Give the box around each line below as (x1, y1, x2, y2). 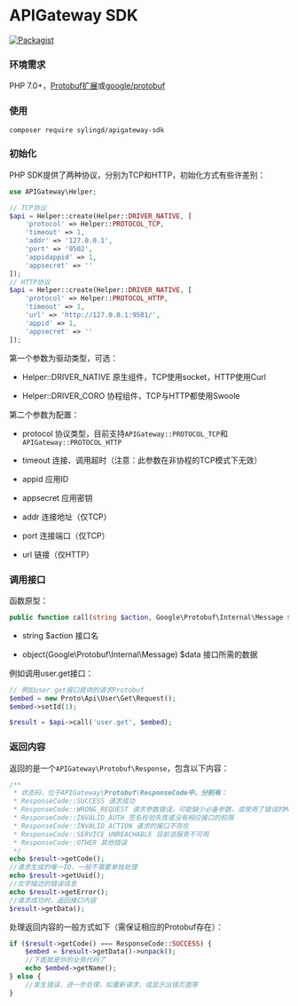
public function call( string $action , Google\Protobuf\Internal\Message (9, 613, 284, 622)
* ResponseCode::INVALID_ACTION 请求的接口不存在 (12, 821, 190, 830)
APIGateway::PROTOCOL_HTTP (21, 438, 122, 447)
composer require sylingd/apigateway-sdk (9, 125, 165, 134)
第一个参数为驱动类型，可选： (9, 352, 118, 363)
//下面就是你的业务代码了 (25, 955, 106, 964)
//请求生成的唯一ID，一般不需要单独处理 (9, 863, 137, 872)
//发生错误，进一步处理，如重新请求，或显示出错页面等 (25, 980, 199, 989)
